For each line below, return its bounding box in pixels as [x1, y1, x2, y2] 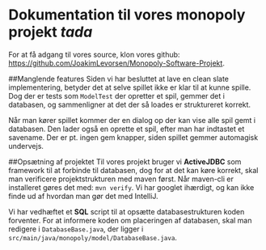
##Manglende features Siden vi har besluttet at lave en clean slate [8, 74, 229, 83]
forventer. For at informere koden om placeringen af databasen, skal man [8, 215, 252, 225]
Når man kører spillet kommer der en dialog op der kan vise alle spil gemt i [8, 115, 256, 125]
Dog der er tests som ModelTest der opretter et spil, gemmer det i [8, 91, 225, 100]
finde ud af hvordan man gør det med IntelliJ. [8, 191, 159, 201]
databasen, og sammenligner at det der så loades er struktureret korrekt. [8, 100, 251, 109]
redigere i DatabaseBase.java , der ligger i [8, 224, 144, 234]
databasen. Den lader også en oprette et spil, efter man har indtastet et [8, 124, 245, 133]
